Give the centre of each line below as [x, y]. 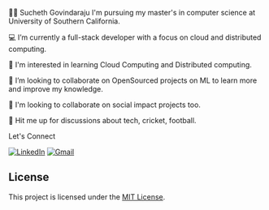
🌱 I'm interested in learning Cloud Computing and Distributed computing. [130, 64]
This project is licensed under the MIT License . [87, 197]
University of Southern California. [64, 21]
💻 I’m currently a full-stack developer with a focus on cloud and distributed [135, 37]
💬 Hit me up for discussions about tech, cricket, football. [102, 120]
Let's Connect [32, 136]
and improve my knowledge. [56, 89]
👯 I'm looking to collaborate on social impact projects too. [105, 105]
